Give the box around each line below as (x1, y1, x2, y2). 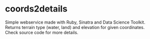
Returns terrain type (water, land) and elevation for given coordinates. (5, 24, 145, 30)
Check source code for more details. (5, 29, 79, 35)
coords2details (5, 3, 68, 14)
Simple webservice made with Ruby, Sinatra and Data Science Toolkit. (5, 19, 146, 25)
